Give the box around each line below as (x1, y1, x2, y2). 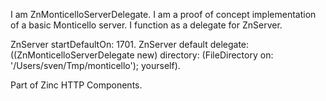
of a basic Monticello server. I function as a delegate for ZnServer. (10, 19, 283, 31)
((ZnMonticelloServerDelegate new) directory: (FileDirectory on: (10, 49, 274, 61)
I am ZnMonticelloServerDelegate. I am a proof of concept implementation (10, 9, 317, 20)
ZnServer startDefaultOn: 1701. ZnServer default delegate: (10, 39, 250, 50)
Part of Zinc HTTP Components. (10, 79, 143, 91)
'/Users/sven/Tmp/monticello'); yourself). (10, 60, 181, 71)
